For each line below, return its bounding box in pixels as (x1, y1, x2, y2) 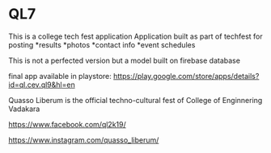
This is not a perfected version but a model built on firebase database (8, 56, 241, 65)
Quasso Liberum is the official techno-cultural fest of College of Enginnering (8, 95, 263, 105)
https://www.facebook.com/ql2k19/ (8, 119, 127, 129)
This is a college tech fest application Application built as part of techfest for (8, 31, 263, 41)
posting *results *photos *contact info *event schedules (8, 39, 196, 49)
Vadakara (8, 104, 40, 114)
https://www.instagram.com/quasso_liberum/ (8, 134, 159, 145)
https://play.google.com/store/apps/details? (112, 71, 260, 81)
